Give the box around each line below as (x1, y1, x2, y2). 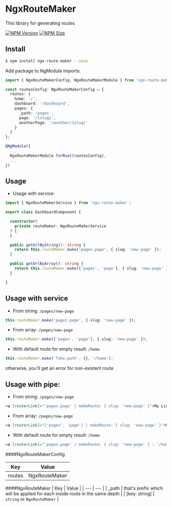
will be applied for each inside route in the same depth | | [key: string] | (5, 490, 155, 497)
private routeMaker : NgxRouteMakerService (14, 223, 106, 228)
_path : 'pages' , (18, 111, 54, 116)
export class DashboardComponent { (5, 209, 81, 215)
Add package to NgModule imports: (5, 68, 81, 74)
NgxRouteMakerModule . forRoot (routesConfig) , (10, 153, 106, 158)
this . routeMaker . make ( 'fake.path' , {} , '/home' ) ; (5, 356, 114, 361)
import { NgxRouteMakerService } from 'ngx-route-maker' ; (5, 200, 132, 205)
